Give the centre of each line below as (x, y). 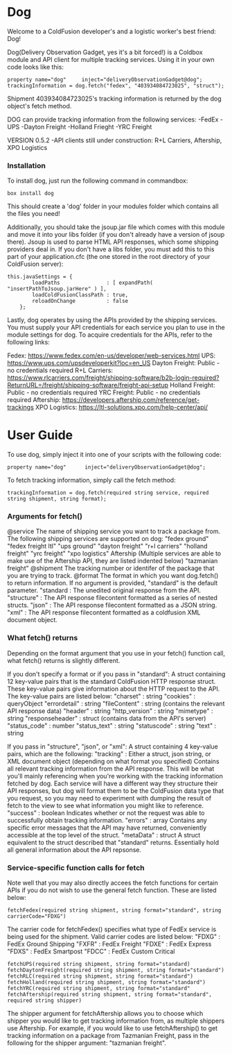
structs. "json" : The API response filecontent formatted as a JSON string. (112, 605)
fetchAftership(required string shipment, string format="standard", (110, 995)
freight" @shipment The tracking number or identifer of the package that (111, 568)
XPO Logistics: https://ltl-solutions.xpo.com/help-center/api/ (122, 408)
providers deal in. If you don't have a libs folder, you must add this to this (111, 249)
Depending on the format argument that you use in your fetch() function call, (116, 653)
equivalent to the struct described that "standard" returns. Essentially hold (113, 842)
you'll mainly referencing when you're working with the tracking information (115, 776)
